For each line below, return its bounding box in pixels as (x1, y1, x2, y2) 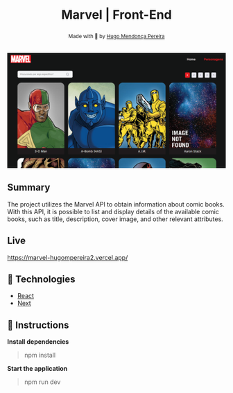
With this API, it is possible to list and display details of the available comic (7, 207, 220, 216)
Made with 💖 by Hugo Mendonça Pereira (68, 33, 165, 40)
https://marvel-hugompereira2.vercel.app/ (7, 253, 128, 261)
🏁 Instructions (7, 319, 69, 331)
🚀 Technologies (7, 274, 76, 286)
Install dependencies (7, 338, 69, 346)
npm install (24, 351, 56, 360)
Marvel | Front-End (61, 7, 172, 23)
